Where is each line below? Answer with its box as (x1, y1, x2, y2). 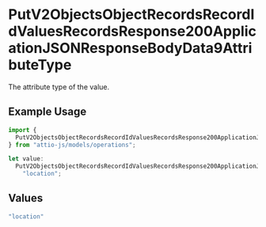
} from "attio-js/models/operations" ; (8, 141, 136, 149)
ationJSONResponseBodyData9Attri (8, 40, 253, 57)
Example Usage (8, 105, 87, 119)
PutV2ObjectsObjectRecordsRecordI (8, 6, 255, 24)
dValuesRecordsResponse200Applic (8, 22, 257, 40)
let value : (8, 155, 44, 163)
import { (8, 126, 37, 134)
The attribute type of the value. (8, 81, 110, 92)
